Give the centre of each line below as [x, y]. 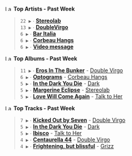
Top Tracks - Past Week [44, 108]
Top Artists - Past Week [44, 9]
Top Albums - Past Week [45, 58]
